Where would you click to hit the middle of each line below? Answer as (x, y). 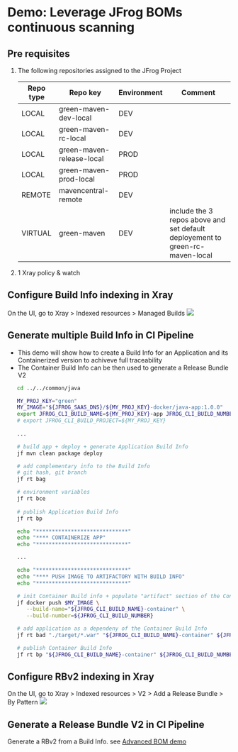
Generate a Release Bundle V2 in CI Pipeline (106, 724)
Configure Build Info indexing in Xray (90, 295)
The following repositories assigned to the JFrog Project (100, 71)
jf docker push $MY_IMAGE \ (58, 603)
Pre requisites (39, 54)
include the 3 (192, 211)
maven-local (191, 255)
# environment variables (53, 492)
